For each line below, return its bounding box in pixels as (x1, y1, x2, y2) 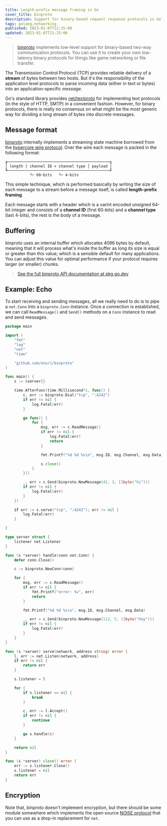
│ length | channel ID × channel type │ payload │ (5, 163, 112, 169)
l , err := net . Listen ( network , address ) (14, 654, 99, 659)
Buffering (5, 227, 35, 235)
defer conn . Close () (14, 557, 55, 562)
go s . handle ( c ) (23, 731, 55, 737)
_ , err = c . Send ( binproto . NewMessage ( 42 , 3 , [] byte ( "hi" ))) (23, 480, 150, 485)
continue (31, 718, 50, 723)
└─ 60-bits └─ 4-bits (29, 172, 79, 177)
